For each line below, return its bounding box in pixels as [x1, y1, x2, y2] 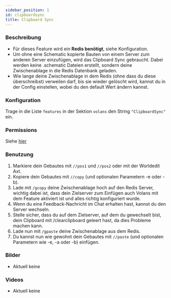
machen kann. [12, 223, 43, 229]
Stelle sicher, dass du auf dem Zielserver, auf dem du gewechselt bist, [12, 211, 162, 218]
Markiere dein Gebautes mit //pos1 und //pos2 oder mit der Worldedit [12, 163, 160, 169]
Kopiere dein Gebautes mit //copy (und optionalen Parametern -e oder [12, 173, 162, 180]
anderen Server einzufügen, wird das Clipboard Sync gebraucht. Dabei [12, 56, 163, 63]
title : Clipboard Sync [5, 17, 54, 22]
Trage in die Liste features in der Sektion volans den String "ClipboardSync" [5, 108, 166, 114]
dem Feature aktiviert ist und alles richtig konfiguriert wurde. [12, 195, 141, 202]
